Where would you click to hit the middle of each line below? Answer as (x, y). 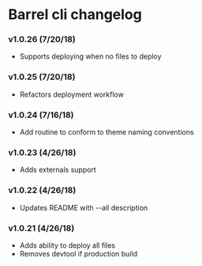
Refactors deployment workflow (71, 94)
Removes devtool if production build (79, 253)
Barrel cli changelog (75, 15)
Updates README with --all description (84, 207)
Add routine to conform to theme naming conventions (107, 132)
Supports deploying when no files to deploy (90, 56)
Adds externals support (58, 170)
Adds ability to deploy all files (67, 245)
